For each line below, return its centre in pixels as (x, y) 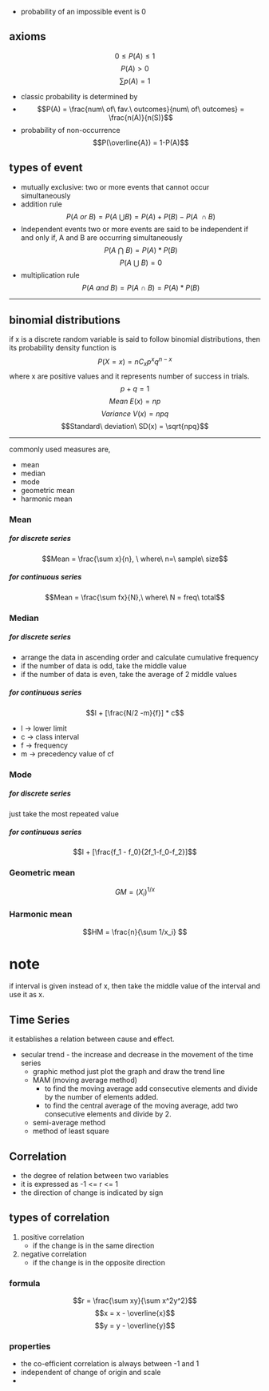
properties (30, 1346)
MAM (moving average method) (85, 1080)
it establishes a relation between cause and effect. (92, 1039)
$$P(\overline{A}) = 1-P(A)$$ (141, 142)
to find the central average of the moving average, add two (141, 1106)
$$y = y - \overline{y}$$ (135, 1326)
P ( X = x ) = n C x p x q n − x (135, 362)
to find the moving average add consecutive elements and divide (151, 1088)
